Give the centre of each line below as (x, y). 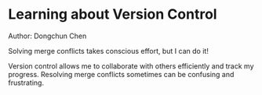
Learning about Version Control (113, 14)
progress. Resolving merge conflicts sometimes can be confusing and (121, 74)
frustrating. (26, 83)
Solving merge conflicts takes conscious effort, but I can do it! (109, 51)
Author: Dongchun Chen (47, 36)
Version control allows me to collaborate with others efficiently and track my (131, 66)
